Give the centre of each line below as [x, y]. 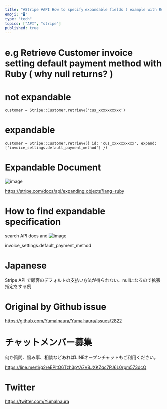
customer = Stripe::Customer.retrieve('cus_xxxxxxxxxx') [65, 110]
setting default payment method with [83, 64]
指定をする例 [18, 286]
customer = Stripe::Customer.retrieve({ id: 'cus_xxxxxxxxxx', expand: [81, 144]
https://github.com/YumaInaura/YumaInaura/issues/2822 [64, 321]
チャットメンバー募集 [49, 342]
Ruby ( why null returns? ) [59, 74]
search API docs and [27, 236]
